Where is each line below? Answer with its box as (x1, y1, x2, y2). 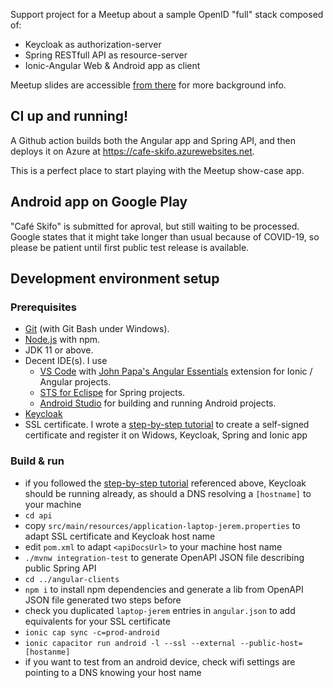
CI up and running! (10, 108, 129, 125)
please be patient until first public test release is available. (10, 241, 250, 253)
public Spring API (24, 562, 97, 574)
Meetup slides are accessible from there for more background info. (10, 79, 287, 91)
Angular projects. (39, 376, 112, 388)
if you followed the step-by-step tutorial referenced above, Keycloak (24, 477, 307, 489)
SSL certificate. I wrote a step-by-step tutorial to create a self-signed (24, 419, 310, 431)
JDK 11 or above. (24, 344, 94, 356)
